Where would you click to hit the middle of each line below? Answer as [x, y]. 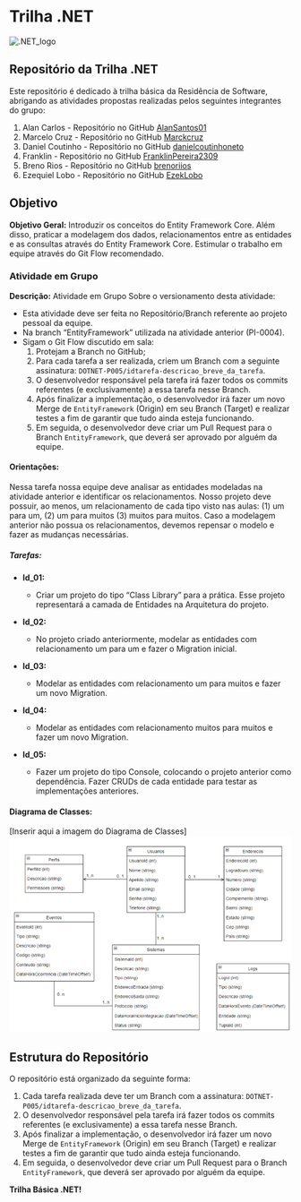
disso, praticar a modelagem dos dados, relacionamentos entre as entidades [150, 234]
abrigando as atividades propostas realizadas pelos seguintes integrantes [146, 100]
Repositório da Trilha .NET [84, 69]
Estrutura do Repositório [79, 1057]
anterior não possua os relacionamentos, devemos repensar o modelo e [142, 525]
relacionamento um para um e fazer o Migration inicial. [136, 649]
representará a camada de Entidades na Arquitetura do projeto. [152, 605]
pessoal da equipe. [57, 322]
